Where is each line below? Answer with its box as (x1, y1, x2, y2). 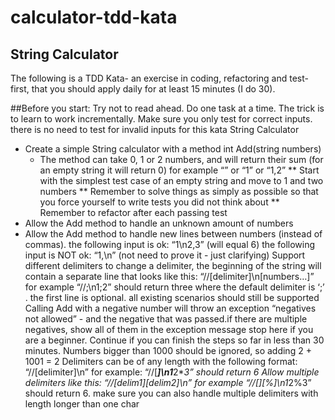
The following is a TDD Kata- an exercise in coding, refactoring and (10, 72, 288, 84)
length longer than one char (24, 398, 140, 410)
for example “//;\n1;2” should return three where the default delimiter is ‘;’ (24, 281, 325, 293)
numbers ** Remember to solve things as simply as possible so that (39, 186, 319, 197)
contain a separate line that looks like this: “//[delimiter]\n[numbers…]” (24, 271, 315, 282)
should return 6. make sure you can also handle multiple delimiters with (24, 387, 319, 399)
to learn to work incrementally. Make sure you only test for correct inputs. (10, 113, 313, 125)
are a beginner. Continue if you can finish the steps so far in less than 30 (24, 334, 325, 346)
